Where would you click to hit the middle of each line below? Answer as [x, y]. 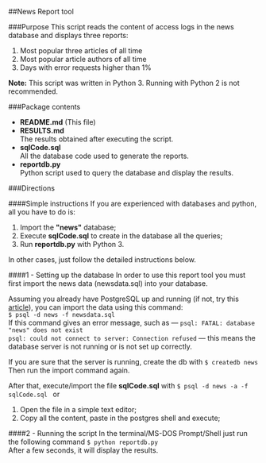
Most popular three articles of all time [81, 50]
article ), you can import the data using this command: [96, 307]
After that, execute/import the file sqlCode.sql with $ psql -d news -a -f [128, 386]
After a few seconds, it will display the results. [83, 450]
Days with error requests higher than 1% [86, 68]
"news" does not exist [46, 330]
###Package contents [44, 107]
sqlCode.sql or [34, 394]
